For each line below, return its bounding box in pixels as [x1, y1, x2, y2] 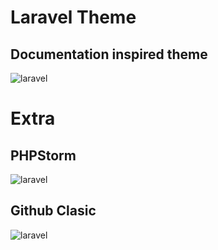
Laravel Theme [10, 6, 137, 29]
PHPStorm [10, 147, 77, 164]
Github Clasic [10, 202, 97, 220]
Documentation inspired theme [10, 46, 208, 63]
